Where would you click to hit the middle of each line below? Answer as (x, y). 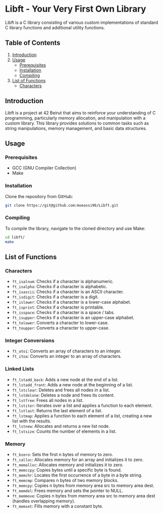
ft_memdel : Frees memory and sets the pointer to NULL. (68, 491)
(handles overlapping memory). (44, 501)
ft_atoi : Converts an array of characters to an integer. (67, 351)
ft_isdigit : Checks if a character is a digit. (55, 297)
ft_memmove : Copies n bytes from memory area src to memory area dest (84, 496)
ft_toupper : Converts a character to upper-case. (61, 328)
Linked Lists (19, 369)
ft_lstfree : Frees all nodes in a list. (48, 400)
